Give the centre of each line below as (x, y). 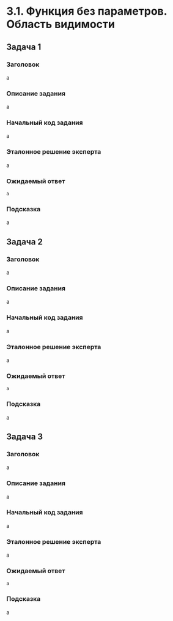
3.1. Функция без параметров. (86, 11)
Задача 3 (25, 436)
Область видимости (61, 24)
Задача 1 (24, 47)
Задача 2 (24, 242)
